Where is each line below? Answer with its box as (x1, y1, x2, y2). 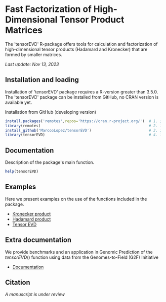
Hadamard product (12, 216, 51, 222)
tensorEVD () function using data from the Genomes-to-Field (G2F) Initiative (5, 254, 159, 260)
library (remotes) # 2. (5, 123, 158, 128)
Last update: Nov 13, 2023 (5, 61, 59, 67)
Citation (5, 278, 31, 287)
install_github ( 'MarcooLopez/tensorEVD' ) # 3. (5, 128, 158, 133)
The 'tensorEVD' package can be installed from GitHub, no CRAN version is (5, 94, 159, 100)
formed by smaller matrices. (5, 51, 63, 58)
